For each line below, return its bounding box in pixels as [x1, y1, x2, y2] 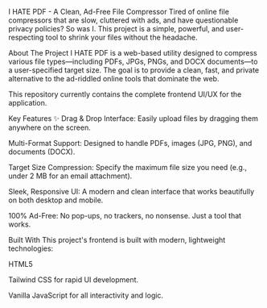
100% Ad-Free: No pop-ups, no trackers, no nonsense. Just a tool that [8, 211, 242, 220]
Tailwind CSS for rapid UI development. [8, 275, 139, 285]
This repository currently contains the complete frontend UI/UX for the [8, 89, 242, 99]
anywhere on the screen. [8, 123, 91, 132]
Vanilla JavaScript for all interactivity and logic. [8, 290, 163, 300]
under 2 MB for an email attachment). [8, 171, 133, 181]
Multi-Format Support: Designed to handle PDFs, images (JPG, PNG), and [8, 139, 253, 148]
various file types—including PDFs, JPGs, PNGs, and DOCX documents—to [8, 56, 258, 66]
